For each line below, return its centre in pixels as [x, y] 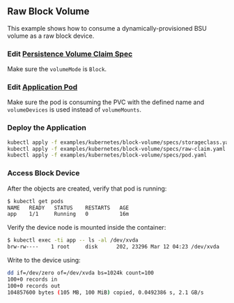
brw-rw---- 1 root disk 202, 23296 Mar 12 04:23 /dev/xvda [113, 247]
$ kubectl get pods [36, 201]
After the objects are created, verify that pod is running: [87, 189]
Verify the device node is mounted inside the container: [87, 228]
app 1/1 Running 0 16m [68, 214]
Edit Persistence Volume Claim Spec [70, 54]
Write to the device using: [44, 260]
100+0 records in [32, 279]
